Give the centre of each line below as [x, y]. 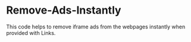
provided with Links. [31, 33]
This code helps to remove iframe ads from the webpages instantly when [96, 27]
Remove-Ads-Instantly [64, 10]
